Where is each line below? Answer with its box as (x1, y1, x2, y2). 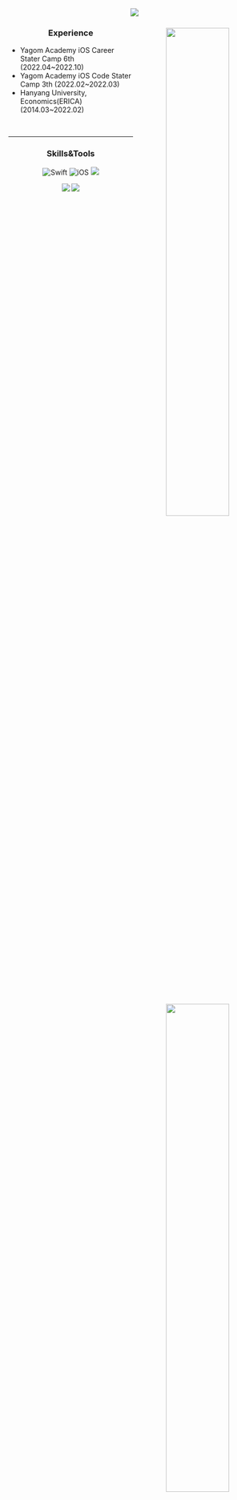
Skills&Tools (46, 148, 95, 159)
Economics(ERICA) (19, 97, 82, 107)
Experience (47, 27, 94, 38)
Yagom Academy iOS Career (19, 46, 114, 55)
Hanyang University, (19, 88, 87, 98)
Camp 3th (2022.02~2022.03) (19, 79, 120, 89)
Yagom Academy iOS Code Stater (19, 71, 132, 81)
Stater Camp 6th (19, 54, 74, 64)
